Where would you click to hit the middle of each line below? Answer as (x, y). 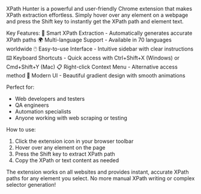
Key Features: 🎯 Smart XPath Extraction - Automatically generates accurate (99, 33)
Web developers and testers (50, 99)
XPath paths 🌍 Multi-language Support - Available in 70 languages (89, 40)
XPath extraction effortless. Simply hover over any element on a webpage (97, 15)
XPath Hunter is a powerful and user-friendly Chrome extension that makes (99, 9)
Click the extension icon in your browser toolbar (74, 141)
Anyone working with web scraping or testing (71, 118)
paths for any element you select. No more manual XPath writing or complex (100, 178)
